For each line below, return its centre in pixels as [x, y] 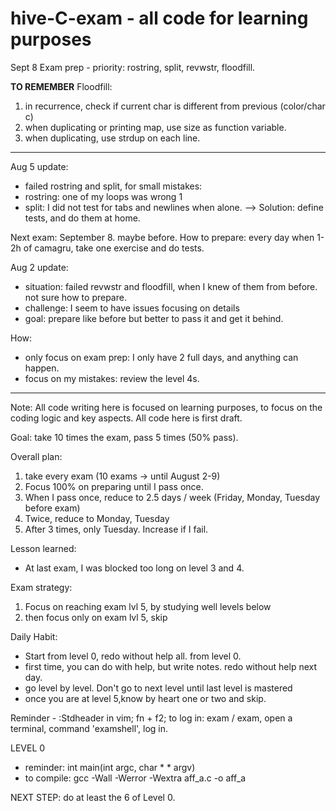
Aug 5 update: [39, 166]
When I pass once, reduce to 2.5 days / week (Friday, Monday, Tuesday [172, 497]
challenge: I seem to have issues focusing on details [132, 308]
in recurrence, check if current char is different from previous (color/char [175, 106]
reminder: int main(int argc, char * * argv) [110, 767]
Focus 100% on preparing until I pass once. [114, 486]
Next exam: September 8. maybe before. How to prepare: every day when [162, 237]
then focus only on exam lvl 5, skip [96, 617]
